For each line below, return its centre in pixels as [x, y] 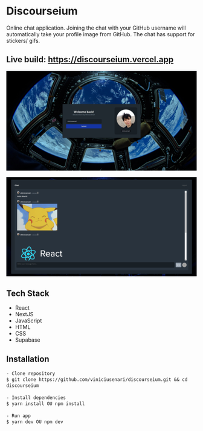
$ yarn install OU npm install [46, 404]
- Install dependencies [36, 398]
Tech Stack [28, 293]
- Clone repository [31, 374]
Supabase [27, 340]
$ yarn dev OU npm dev [35, 422]
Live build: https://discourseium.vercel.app [90, 59]
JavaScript [28, 321]
